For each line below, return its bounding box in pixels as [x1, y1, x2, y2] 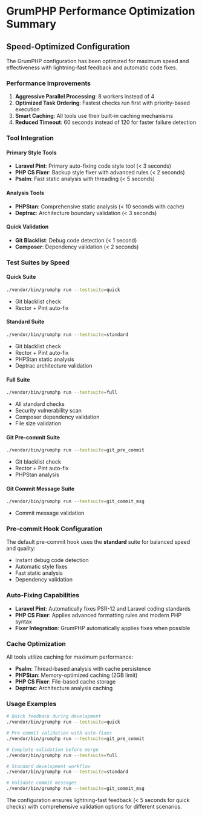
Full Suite [6, 375, 30, 383]
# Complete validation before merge [6, 746, 99, 753]
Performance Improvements [6, 79, 91, 87]
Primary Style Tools [6, 149, 57, 156]
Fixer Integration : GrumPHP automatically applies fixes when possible [15, 624, 191, 631]
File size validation [15, 419, 62, 427]
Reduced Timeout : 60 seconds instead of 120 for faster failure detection [15, 118, 197, 126]
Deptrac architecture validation [15, 362, 93, 369]
